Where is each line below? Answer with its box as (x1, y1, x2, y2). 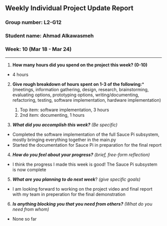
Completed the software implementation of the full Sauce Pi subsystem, (12, 131, 160, 137)
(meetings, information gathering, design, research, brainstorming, (12, 86, 149, 92)
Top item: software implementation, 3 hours (19, 107, 109, 113)
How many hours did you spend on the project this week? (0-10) (12, 62, 148, 68)
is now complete (12, 167, 46, 173)
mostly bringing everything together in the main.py (12, 137, 116, 143)
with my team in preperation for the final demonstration (12, 191, 126, 197)
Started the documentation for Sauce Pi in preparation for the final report (12, 142, 162, 148)
